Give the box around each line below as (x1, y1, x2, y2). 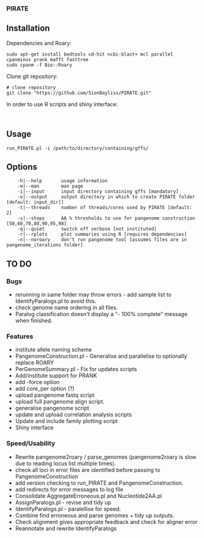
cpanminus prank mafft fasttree (6, 56, 89, 62)
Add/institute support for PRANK (15, 372, 98, 380)
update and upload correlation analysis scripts (15, 411, 133, 418)
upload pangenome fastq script (15, 391, 95, 399)
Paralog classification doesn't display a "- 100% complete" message (15, 311, 188, 318)
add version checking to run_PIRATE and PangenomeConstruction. (15, 479, 184, 487)
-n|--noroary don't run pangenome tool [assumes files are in (17, 237, 188, 243)
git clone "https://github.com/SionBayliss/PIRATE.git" (6, 90, 151, 96)
